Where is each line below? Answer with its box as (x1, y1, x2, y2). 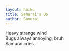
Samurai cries (5, 41, 34, 47)
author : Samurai (5, 16, 39, 21)
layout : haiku (5, 7, 35, 12)
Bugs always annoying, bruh (5, 35, 64, 41)
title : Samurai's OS (5, 12, 49, 17)
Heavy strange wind (5, 30, 47, 36)
